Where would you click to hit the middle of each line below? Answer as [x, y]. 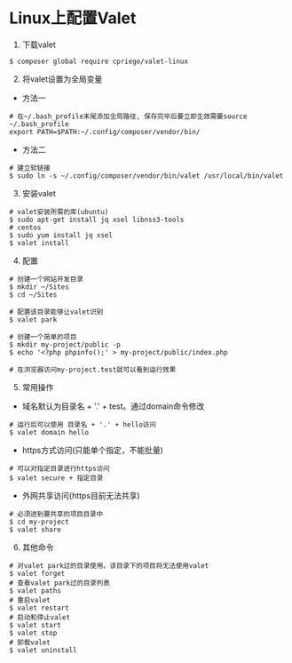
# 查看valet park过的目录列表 [60, 583]
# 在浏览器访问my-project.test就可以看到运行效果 [93, 370]
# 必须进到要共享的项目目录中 [56, 514]
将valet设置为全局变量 [62, 79]
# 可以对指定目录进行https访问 [59, 468]
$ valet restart [39, 608]
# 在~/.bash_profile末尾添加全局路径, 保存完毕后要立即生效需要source [128, 116]
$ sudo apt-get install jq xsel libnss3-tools [97, 220]
